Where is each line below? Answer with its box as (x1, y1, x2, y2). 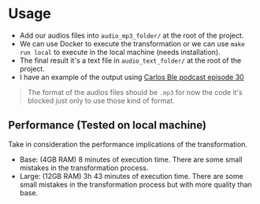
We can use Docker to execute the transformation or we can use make (19, 38, 246, 48)
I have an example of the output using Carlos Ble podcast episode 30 (19, 72, 244, 82)
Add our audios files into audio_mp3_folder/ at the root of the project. (19, 31, 244, 40)
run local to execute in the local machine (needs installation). (19, 47, 221, 56)
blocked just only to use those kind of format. (27, 96, 175, 105)
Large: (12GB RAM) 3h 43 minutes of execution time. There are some (19, 171, 244, 180)
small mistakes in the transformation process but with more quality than (19, 180, 252, 189)
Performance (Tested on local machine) (8, 118, 207, 132)
